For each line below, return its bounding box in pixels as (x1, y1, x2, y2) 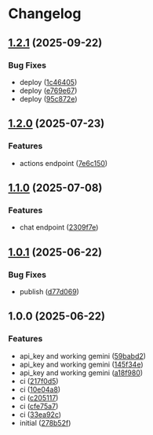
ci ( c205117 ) (19, 393, 59, 402)
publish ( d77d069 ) (19, 286, 80, 296)
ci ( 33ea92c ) (19, 410, 61, 419)
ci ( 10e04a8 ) (19, 385, 61, 394)
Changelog (8, 5, 82, 23)
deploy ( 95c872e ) (19, 94, 78, 103)
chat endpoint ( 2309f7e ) (19, 223, 99, 232)
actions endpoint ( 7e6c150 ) (19, 158, 108, 168)
